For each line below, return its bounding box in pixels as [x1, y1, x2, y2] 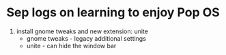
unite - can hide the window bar [26, 41, 117, 50]
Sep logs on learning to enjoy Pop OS [6, 5, 220, 20]
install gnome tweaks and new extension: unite [16, 27, 148, 35]
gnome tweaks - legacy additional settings [26, 34, 146, 42]
